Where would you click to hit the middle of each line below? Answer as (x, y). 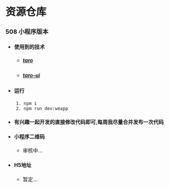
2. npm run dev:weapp (42, 109)
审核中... (33, 151)
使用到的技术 (29, 47)
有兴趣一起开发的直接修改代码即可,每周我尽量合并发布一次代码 (89, 122)
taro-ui (31, 75)
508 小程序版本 (27, 32)
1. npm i (26, 103)
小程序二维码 (29, 136)
